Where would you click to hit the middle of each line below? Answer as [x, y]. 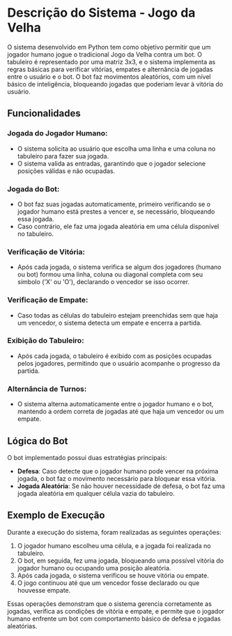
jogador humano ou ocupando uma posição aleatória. [94, 568]
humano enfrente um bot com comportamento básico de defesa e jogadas [114, 619]
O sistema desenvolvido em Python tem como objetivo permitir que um [109, 47]
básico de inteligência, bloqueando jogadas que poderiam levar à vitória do [115, 84]
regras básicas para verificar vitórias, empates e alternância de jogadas [110, 69]
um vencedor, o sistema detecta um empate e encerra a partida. [109, 323]
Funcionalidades [44, 113]
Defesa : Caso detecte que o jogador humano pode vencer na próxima [118, 471]
